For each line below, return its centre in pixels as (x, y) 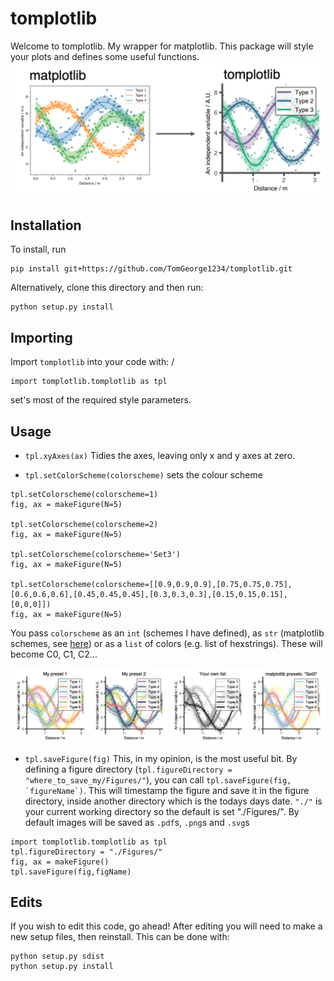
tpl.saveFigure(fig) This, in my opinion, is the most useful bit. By (161, 758)
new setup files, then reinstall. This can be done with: (120, 937)
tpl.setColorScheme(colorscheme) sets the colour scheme (143, 474)
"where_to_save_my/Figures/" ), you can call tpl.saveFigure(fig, (158, 779)
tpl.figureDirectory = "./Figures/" (86, 852)
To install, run (38, 249)
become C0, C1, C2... (54, 654)
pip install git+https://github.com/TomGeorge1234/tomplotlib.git (151, 269)
